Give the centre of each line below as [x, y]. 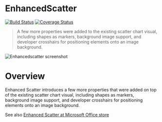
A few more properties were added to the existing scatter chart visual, [87, 31]
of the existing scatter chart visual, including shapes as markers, [70, 95]
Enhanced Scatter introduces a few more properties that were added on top [81, 90]
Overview [25, 76]
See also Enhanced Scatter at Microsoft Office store [57, 115]
